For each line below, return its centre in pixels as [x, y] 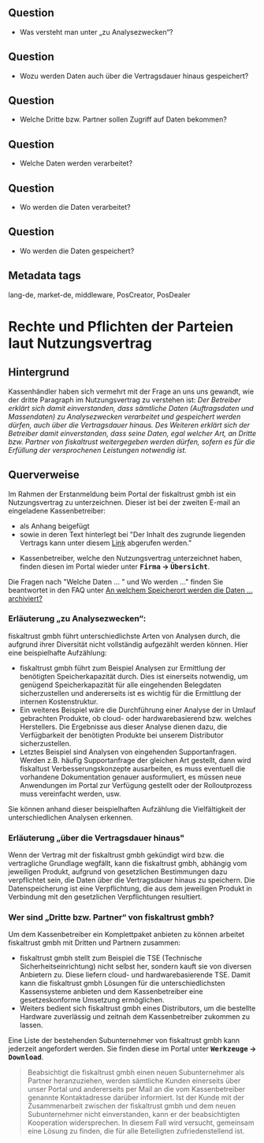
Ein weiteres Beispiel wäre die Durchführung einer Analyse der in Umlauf [138, 710]
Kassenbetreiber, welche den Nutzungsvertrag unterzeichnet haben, [131, 558]
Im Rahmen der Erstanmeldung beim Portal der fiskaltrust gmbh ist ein [122, 494]
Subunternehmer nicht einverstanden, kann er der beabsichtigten [134, 1115]
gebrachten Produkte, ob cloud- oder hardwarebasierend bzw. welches [136, 718]
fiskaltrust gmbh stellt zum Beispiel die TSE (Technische [111, 958]
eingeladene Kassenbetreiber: [57, 510]
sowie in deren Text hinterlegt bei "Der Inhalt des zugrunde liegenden [132, 534]
